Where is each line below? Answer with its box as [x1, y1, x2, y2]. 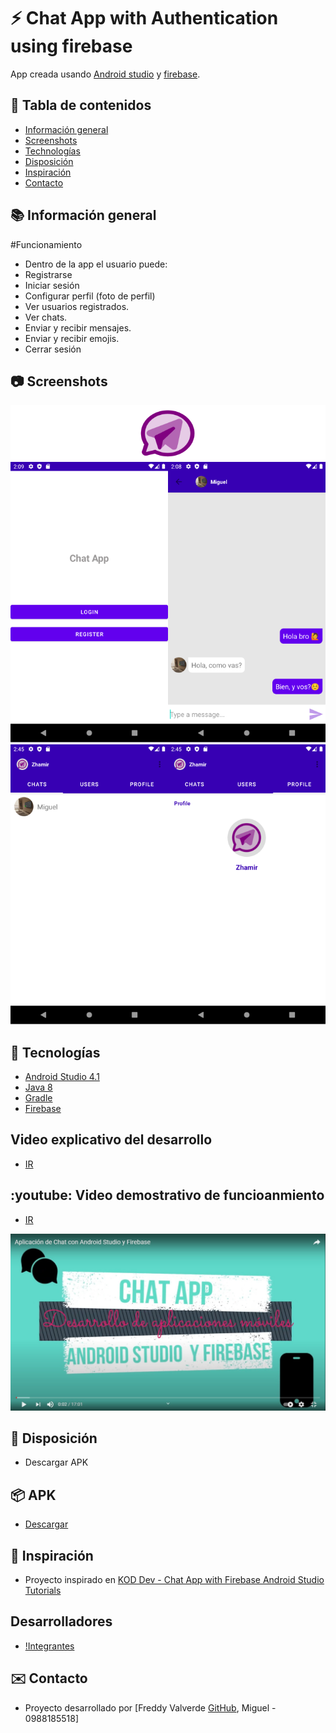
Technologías [24, 145, 81, 157]
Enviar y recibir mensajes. [24, 321, 132, 334]
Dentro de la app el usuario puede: [24, 258, 168, 270]
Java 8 [24, 1081, 53, 1093]
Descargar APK [24, 1456, 89, 1469]
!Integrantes [24, 1640, 75, 1652]
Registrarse [24, 268, 73, 280]
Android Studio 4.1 [24, 1071, 100, 1082]
